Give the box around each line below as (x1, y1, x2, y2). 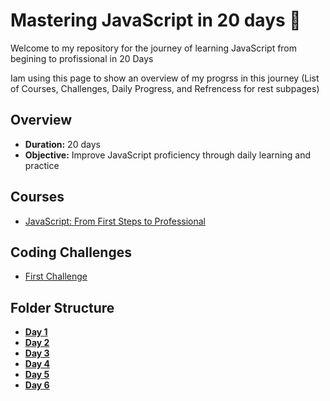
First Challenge (24, 270, 88, 283)
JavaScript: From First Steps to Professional (24, 215, 206, 227)
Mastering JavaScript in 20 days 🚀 (10, 9, 302, 32)
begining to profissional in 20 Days (10, 52, 154, 64)
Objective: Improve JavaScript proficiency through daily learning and (24, 149, 312, 161)
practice (24, 159, 60, 171)
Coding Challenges (10, 244, 132, 261)
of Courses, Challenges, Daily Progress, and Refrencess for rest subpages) (10, 82, 320, 94)
